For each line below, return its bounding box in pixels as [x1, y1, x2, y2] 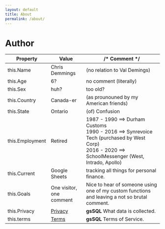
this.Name [7, 67, 31, 74]
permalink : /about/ [5, 16, 45, 21]
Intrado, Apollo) [85, 159, 122, 166]
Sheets [51, 173, 67, 180]
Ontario [51, 108, 68, 115]
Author [5, 37, 34, 49]
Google [51, 167, 68, 174]
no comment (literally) [85, 78, 137, 85]
